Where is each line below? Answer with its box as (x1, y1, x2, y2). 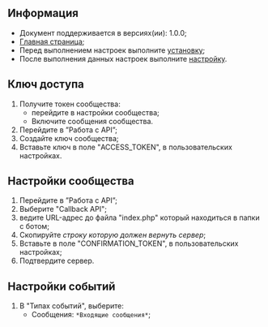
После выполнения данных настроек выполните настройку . (19, 54, 228, 63)
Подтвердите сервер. (19, 256, 95, 266)
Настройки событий (7, 279, 116, 293)
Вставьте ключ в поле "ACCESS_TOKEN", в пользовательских (19, 142, 232, 152)
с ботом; (19, 222, 50, 231)
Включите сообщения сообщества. (31, 116, 154, 126)
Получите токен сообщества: (19, 99, 121, 109)
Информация (7, 6, 79, 20)
